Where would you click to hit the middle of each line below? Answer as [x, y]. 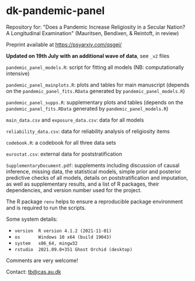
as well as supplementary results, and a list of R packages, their [83, 184]
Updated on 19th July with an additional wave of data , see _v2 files [88, 56]
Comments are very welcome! [42, 260]
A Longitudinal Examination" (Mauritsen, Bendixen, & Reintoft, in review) [93, 33]
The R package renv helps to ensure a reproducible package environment [95, 201]
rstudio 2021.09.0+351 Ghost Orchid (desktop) [73, 249]
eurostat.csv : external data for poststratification [64, 154]
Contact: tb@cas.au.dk [34, 272]
